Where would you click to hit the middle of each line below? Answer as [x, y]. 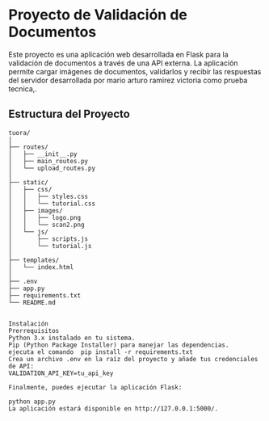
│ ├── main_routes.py [48, 161]
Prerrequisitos [34, 330]
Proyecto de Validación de [98, 15]
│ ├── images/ [36, 210]
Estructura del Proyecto [69, 114]
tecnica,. [23, 88]
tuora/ [19, 133]
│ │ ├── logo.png [45, 217]
